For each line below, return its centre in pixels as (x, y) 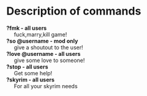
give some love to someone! (49, 60)
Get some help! (33, 73)
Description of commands (74, 11)
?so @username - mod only (42, 41)
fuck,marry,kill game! (40, 34)
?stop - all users (27, 67)
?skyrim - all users (31, 80)
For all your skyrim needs (46, 86)
